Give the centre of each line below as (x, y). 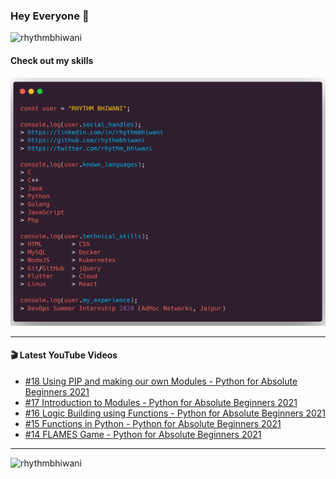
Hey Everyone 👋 (50, 16)
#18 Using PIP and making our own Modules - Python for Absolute (161, 381)
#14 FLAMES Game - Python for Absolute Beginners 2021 (143, 434)
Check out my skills (52, 60)
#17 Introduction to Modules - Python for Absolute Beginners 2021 (161, 402)
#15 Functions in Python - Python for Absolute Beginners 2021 (153, 423)
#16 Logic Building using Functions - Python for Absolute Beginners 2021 (175, 413)
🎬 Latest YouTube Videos (64, 355)
